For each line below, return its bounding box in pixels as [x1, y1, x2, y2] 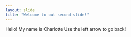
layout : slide [5, 7, 35, 13]
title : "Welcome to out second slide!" [5, 12, 90, 17]
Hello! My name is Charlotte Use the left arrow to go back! [5, 26, 126, 32]
